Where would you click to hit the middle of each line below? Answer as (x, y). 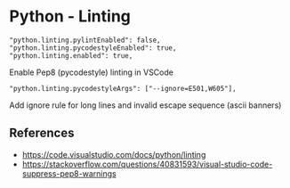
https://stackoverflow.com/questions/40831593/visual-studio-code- (147, 164)
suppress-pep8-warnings (69, 173)
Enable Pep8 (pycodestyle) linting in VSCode (91, 72)
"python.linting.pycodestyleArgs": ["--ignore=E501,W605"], (123, 88)
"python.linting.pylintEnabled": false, (85, 40)
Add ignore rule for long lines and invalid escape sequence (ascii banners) (145, 105)
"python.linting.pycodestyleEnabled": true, (93, 48)
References (42, 133)
